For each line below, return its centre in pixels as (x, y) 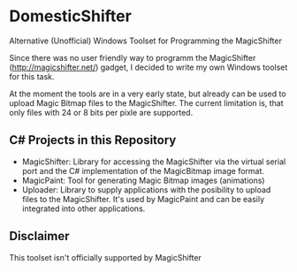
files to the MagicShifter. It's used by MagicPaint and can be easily (143, 199)
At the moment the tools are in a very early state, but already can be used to (148, 94)
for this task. (32, 76)
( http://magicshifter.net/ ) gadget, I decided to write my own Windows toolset (148, 67)
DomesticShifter (71, 16)
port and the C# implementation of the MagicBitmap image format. (143, 170)
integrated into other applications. (84, 208)
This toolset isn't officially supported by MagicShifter (105, 257)
